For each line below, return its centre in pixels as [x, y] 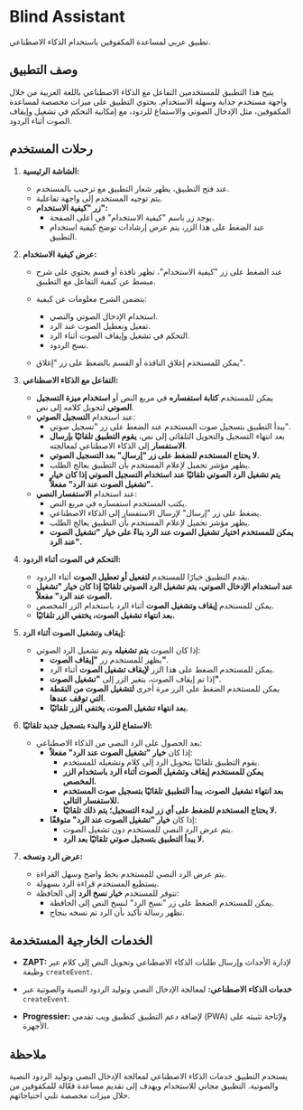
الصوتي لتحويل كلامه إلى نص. [85, 407]
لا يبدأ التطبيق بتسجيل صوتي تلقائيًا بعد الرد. [133, 839]
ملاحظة [28, 1054]
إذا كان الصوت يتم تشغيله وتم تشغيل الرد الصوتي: [118, 650]
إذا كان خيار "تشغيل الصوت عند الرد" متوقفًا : [123, 819]
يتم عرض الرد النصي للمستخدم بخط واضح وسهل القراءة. [131, 873]
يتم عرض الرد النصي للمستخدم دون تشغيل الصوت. [148, 829]
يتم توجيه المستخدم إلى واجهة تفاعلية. [99, 198]
